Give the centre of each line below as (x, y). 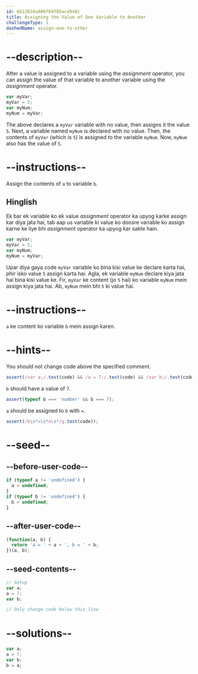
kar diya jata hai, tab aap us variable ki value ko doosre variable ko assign (95, 222)
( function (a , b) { (29, 540)
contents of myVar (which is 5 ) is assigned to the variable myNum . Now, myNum (97, 137)
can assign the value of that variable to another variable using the (86, 80)
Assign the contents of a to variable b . (52, 183)
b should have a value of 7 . (38, 388)
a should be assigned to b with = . (46, 410)
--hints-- (29, 350)
